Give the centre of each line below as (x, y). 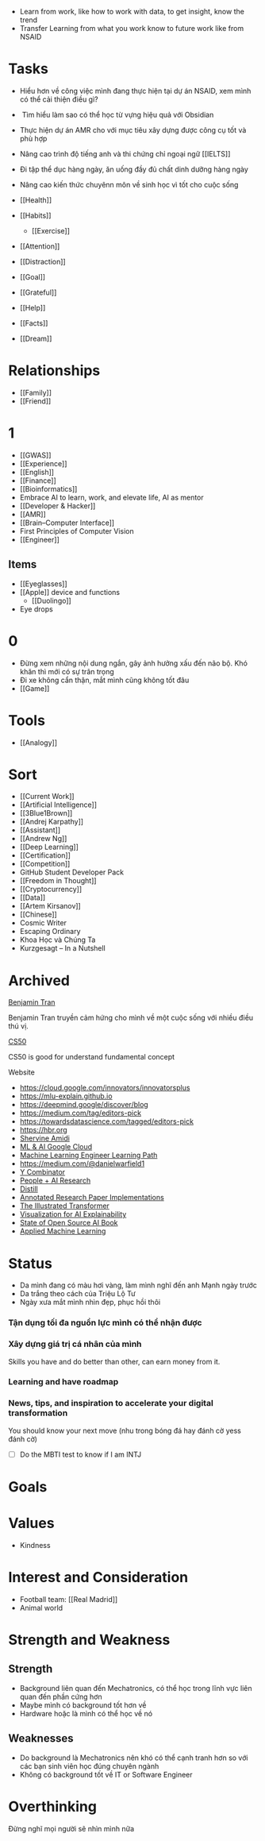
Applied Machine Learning (63, 1231)
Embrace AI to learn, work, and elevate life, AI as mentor (111, 497)
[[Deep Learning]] (49, 847)
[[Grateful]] (38, 292)
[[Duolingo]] (51, 600)
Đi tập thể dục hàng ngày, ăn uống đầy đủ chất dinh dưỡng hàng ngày (134, 169)
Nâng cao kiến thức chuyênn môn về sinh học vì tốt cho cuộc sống (129, 184)
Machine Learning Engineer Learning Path (88, 1156)
